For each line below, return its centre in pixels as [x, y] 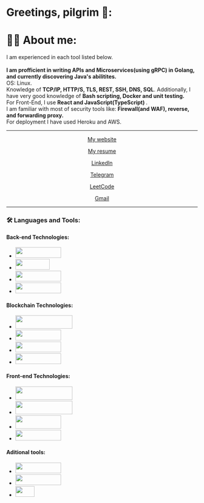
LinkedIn [102, 163]
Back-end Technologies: [38, 237]
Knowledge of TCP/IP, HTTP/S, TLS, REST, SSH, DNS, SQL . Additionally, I [99, 90]
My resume [102, 151]
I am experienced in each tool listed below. [60, 57]
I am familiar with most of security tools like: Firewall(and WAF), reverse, [98, 109]
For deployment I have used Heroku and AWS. [64, 122]
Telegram [102, 175]
